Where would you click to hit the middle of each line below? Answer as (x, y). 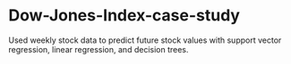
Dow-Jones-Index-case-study (124, 16)
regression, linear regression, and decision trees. (98, 49)
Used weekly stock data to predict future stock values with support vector (145, 40)
